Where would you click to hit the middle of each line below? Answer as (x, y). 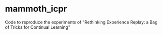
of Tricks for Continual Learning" (38, 27)
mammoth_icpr (36, 9)
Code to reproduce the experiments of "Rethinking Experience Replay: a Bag (81, 22)
